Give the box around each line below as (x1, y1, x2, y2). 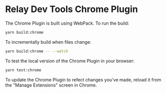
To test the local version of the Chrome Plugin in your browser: (5, 58, 134, 64)
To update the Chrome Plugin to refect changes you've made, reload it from (5, 76, 161, 82)
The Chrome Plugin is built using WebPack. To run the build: (5, 20, 129, 26)
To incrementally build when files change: (5, 39, 91, 45)
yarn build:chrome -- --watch (5, 49, 69, 54)
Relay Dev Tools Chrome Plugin (5, 4, 138, 15)
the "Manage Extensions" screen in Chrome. (5, 82, 97, 88)
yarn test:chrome (5, 67, 42, 72)
